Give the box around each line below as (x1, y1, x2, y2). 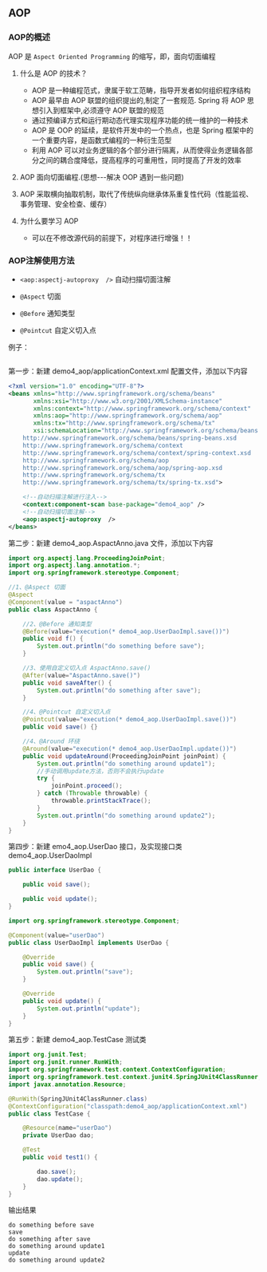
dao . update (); (37, 1175, 84, 1183)
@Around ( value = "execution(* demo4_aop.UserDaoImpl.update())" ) (22, 745, 238, 753)
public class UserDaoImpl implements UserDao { (8, 938, 170, 946)
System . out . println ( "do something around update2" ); (37, 812, 216, 820)
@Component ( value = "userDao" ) (8, 931, 105, 939)
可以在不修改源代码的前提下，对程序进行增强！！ (31, 233, 193, 243)
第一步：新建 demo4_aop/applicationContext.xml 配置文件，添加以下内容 (8, 366, 248, 376)
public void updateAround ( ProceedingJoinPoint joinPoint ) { (22, 752, 226, 760)
